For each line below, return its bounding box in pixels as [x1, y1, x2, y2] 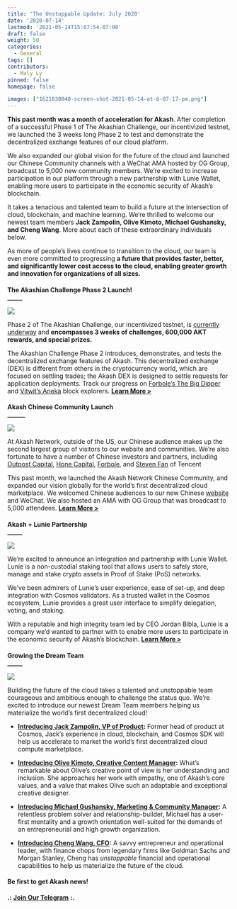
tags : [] [7, 57, 33, 64]
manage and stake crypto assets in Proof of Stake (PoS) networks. [7, 569, 202, 578]
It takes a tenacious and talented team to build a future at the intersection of [7, 203, 229, 211]
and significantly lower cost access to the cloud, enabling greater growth [7, 262, 227, 270]
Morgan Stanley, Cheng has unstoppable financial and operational [17, 854, 211, 862]
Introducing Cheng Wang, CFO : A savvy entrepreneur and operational [17, 838, 224, 847]
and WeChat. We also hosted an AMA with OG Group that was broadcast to [7, 496, 226, 505]
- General [13, 50, 42, 57]
